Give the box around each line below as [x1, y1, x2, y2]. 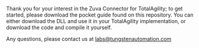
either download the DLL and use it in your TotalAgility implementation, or [6, 18, 186, 24]
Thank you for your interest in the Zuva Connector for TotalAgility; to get [6, 5, 183, 12]
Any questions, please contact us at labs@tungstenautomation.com [6, 36, 172, 42]
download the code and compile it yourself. [6, 24, 112, 31]
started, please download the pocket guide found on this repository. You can [6, 11, 194, 18]
